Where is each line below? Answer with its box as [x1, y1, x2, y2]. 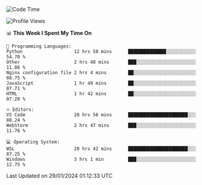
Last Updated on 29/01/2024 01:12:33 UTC [6, 172, 113, 179]
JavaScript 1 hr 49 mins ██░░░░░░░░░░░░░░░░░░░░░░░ [6, 80, 197, 86]
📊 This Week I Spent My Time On [6, 30, 92, 36]
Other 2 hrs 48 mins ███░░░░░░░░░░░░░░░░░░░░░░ [6, 59, 197, 65]
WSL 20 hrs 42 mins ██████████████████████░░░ [6, 146, 197, 152]
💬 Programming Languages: [6, 43, 71, 49]
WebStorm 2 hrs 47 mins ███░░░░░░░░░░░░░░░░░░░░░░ [6, 122, 197, 128]
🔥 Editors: [6, 107, 34, 113]
